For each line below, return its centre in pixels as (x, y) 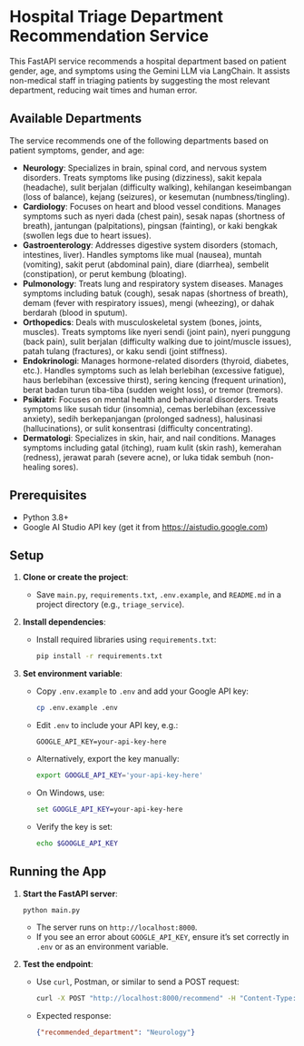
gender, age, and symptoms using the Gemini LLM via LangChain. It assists (150, 71)
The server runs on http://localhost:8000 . (117, 927)
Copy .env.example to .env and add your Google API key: (142, 691)
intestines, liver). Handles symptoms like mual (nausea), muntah (142, 254)
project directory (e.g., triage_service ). (110, 605)
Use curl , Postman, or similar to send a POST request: (137, 982)
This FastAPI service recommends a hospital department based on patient (148, 61)
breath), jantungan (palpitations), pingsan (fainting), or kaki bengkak (150, 225)
